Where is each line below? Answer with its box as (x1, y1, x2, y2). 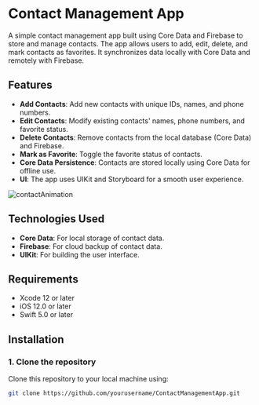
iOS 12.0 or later (19, 301, 72, 311)
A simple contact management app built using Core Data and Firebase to (8, 31, 243, 40)
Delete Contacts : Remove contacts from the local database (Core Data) (19, 133, 252, 142)
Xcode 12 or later (19, 294, 75, 303)
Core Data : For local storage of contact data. (19, 233, 165, 243)
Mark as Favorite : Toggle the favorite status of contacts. (19, 149, 202, 159)
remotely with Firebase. (8, 56, 85, 65)
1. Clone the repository (8, 356, 97, 367)
